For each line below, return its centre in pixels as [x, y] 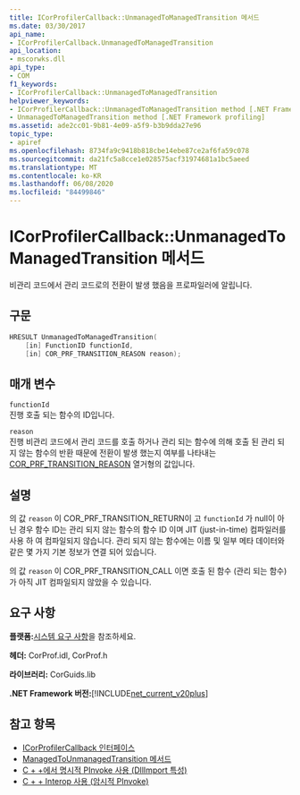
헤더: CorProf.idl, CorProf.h [58, 655]
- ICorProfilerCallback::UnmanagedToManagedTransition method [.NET [139, 109]
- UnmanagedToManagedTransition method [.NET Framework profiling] [137, 117]
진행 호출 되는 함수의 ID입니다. [62, 415]
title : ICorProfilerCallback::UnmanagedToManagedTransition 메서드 [135, 17]
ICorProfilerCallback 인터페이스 [79, 748]
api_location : [36, 51]
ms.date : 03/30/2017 [48, 26]
